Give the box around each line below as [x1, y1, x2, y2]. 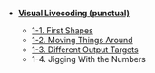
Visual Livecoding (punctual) [17, 8, 130, 18]
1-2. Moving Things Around [31, 35, 133, 45]
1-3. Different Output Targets [31, 44, 139, 55]
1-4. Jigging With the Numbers [31, 54, 147, 64]
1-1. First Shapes [31, 25, 93, 35]
